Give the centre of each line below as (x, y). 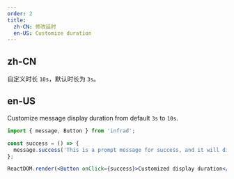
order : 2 (20, 14)
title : (17, 20)
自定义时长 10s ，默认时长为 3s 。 (53, 79)
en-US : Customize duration (53, 33)
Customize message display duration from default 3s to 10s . (93, 118)
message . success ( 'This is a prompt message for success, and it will (116, 150)
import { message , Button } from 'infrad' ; (71, 131)
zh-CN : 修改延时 (35, 26)
